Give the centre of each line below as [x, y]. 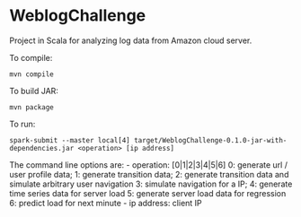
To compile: [31, 57]
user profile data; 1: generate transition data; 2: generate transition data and [149, 174]
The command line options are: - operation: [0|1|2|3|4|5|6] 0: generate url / [148, 165]
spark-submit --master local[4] [70, 140]
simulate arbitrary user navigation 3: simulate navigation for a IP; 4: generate [151, 184]
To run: [22, 124]
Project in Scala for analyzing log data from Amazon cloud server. [131, 40]
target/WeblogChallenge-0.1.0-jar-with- [210, 140]
